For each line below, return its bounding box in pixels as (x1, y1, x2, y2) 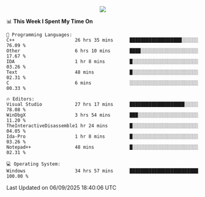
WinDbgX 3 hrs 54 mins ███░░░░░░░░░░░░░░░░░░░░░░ (6, 112, 199, 118)
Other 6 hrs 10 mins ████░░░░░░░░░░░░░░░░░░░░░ (6, 48, 199, 54)
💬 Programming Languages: (6, 32, 72, 38)
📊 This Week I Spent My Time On (6, 18, 93, 24)
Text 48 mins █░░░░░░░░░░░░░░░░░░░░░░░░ (6, 69, 199, 75)
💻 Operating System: (6, 161, 61, 167)
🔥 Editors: (6, 96, 35, 102)
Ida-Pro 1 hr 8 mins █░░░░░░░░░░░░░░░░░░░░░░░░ (6, 133, 199, 139)
